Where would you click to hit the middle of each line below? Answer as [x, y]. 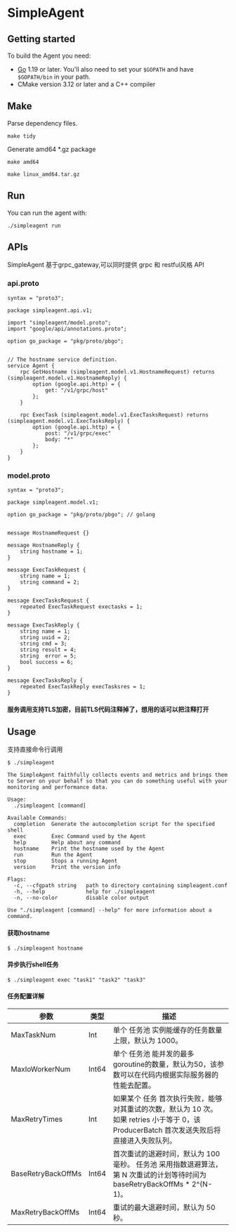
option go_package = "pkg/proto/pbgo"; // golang [81, 515]
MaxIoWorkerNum [41, 1069]
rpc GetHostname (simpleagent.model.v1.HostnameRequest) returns [118, 372]
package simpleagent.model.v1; [53, 503]
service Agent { [31, 366]
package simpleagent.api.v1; [50, 310]
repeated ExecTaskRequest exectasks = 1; [81, 607]
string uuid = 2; [45, 638]
